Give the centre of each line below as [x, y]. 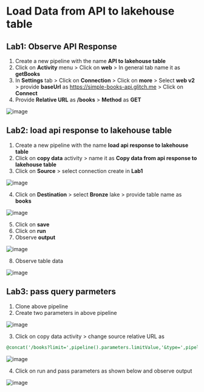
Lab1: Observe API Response [62, 46]
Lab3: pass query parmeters [61, 292]
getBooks [28, 74]
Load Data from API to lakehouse [90, 11]
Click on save [32, 224]
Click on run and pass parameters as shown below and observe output [104, 371]
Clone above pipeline [42, 306]
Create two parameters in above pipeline [66, 313]
